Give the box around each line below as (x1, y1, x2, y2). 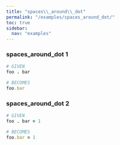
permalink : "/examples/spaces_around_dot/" (6, 14, 115, 20)
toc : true (6, 20, 31, 25)
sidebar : (6, 25, 28, 31)
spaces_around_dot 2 (6, 99, 70, 107)
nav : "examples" (11, 31, 51, 37)
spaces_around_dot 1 (6, 50, 69, 59)
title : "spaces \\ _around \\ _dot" (6, 8, 86, 15)
